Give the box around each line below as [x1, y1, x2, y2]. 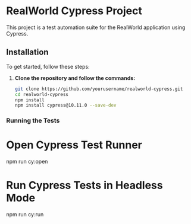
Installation [6, 47, 49, 57]
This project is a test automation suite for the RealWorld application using [6, 24, 186, 31]
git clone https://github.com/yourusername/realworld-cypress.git [14, 86, 183, 92]
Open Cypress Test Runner [6, 138, 143, 152]
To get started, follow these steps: [6, 63, 90, 70]
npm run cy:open [6, 158, 48, 165]
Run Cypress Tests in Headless [6, 179, 163, 192]
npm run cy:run [6, 211, 44, 218]
